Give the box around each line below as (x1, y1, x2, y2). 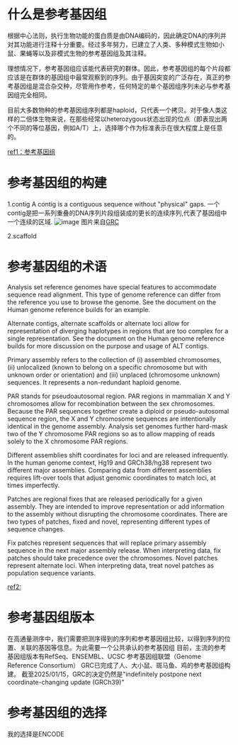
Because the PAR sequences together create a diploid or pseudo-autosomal (7, 407, 229, 415)
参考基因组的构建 (7, 175, 108, 192)
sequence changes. (7, 524, 65, 533)
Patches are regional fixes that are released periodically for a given (7, 495, 203, 503)
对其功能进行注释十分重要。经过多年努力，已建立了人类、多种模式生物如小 (7, 40, 225, 48)
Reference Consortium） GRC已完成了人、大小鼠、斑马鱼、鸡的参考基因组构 (7, 661, 231, 669)
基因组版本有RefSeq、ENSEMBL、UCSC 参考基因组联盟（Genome (7, 652, 202, 661)
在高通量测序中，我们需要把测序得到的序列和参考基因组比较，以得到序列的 (7, 634, 225, 643)
